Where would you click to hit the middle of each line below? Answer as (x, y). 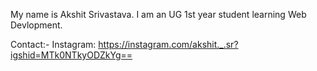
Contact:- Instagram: (53, 44)
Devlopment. (36, 25)
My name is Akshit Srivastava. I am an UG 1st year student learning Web (158, 14)
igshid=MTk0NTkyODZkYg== (71, 55)
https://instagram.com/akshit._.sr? (168, 44)
